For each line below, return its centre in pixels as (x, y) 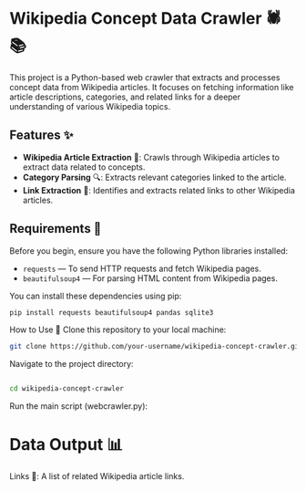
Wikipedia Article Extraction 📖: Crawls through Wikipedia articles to (151, 157)
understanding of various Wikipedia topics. (90, 106)
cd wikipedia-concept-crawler (67, 389)
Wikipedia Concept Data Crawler (136, 19)
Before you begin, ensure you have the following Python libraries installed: (149, 251)
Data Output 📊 (66, 445)
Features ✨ (41, 136)
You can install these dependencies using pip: (96, 296)
